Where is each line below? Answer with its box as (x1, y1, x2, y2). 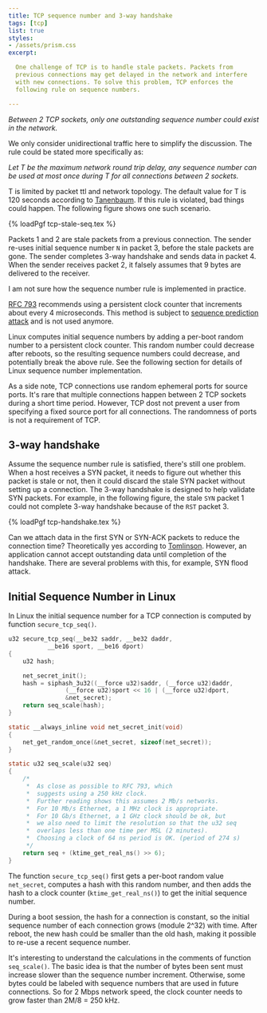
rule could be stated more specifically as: (8, 147, 144, 157)
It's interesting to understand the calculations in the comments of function (8, 952, 252, 963)
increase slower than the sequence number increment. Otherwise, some (8, 970, 245, 979)
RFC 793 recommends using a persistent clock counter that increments (8, 299, 242, 308)
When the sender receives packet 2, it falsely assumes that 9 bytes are (8, 260, 241, 269)
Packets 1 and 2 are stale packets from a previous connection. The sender (8, 234, 252, 244)
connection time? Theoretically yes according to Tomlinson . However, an (8, 541, 247, 551)
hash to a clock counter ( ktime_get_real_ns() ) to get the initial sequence (8, 888, 247, 897)
